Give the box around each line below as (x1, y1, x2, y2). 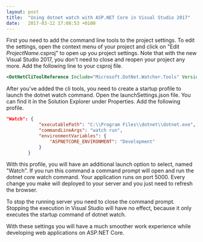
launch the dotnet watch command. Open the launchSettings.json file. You (6, 91, 192, 99)
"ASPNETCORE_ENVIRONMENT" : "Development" (49, 139, 155, 145)
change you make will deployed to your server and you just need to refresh (6, 180, 193, 188)
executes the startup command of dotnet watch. (6, 211, 126, 218)
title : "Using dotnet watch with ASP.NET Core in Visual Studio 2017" (6, 15, 190, 21)
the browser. (6, 186, 38, 194)
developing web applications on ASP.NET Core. (6, 229, 124, 237)
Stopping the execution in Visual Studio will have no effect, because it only (6, 204, 192, 212)
